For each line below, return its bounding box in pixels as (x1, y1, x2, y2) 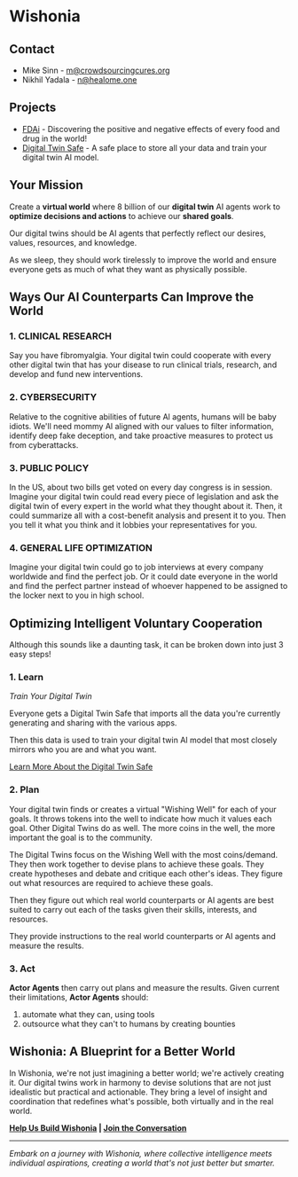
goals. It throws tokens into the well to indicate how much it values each (9, 813, 272, 824)
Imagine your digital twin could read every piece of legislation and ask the (9, 490, 279, 502)
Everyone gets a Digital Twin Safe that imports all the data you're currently (9, 708, 281, 719)
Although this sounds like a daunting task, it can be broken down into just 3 (9, 640, 284, 650)
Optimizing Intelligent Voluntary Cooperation (9, 616, 263, 631)
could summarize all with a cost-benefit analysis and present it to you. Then (9, 510, 286, 521)
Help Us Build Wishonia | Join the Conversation (9, 1122, 187, 1133)
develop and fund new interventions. (9, 369, 144, 380)
